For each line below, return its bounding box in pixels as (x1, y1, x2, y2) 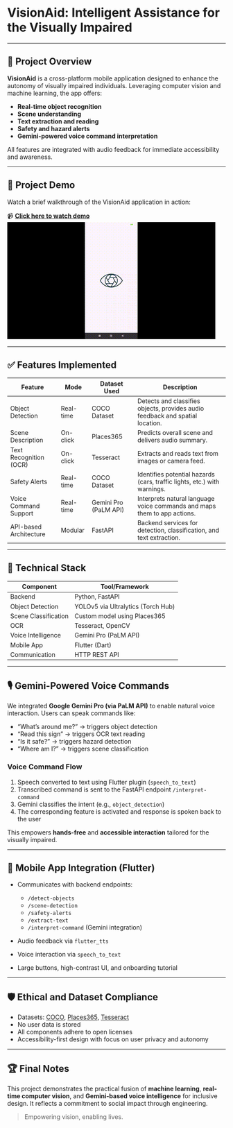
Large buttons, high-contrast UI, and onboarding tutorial (17, 964, 178, 972)
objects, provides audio (137, 404, 205, 413)
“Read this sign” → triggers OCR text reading (17, 730, 146, 738)
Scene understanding (17, 110, 82, 118)
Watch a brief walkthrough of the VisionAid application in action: (7, 198, 191, 206)
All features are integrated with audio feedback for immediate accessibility (7, 145, 220, 153)
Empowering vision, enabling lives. (24, 1112, 123, 1121)
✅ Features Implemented (7, 359, 116, 370)
